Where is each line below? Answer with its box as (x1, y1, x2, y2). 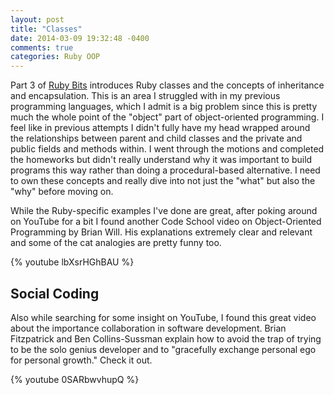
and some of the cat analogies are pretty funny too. (10, 237, 222, 249)
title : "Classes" (10, 24, 83, 34)
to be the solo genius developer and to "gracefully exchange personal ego (10, 343, 317, 355)
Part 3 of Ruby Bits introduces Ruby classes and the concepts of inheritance (10, 79, 325, 91)
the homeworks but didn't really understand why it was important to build (10, 154, 313, 166)
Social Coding (10, 285, 100, 302)
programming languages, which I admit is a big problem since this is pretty (10, 101, 318, 113)
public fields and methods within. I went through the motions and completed (10, 143, 325, 155)
